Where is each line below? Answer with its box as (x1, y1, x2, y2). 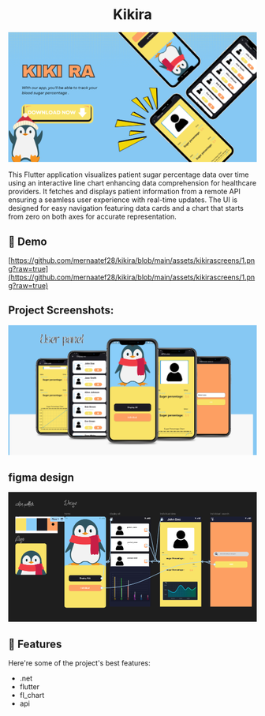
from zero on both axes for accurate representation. (8, 212, 177, 222)
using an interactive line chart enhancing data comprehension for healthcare (8, 178, 257, 188)
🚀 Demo (8, 234, 47, 248)
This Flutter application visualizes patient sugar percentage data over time (8, 170, 249, 179)
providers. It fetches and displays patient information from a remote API (8, 187, 241, 197)
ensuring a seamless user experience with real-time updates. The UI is (8, 195, 238, 204)
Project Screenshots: (8, 304, 114, 317)
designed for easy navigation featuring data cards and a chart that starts (8, 204, 244, 213)
